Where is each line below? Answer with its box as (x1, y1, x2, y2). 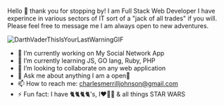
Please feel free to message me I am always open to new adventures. (7, 22, 209, 30)
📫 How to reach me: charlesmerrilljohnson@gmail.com (17, 80, 178, 87)
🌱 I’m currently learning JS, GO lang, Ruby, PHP (17, 56, 156, 65)
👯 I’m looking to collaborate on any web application (17, 64, 166, 72)
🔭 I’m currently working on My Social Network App (17, 49, 165, 57)
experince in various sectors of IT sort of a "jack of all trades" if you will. (7, 14, 217, 23)
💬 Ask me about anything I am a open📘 (17, 71, 130, 80)
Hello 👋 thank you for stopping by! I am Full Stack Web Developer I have (7, 7, 216, 15)
